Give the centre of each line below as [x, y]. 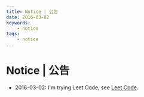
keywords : [19, 23]
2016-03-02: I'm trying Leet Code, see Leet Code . [76, 87]
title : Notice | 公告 [32, 12]
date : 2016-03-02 [28, 17]
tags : [13, 34]
